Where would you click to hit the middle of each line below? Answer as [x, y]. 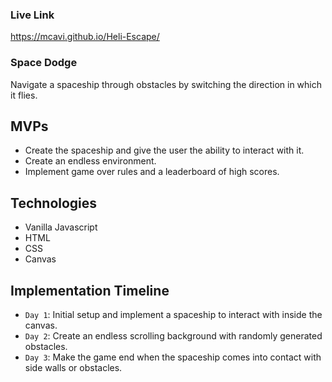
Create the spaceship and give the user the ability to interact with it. [164, 150]
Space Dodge [44, 63]
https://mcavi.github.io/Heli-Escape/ [85, 37]
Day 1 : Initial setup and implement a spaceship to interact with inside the [173, 315]
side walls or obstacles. [73, 368]
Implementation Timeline [90, 290]
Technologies [54, 203]
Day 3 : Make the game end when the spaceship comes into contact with [173, 357]
